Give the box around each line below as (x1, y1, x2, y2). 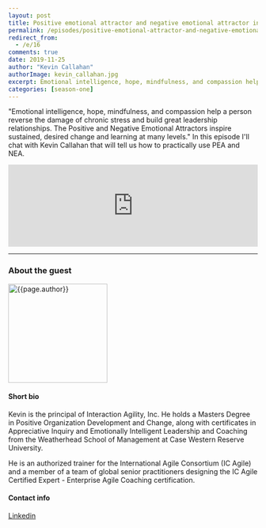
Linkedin (8, 511, 36, 521)
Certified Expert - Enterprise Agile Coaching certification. (8, 475, 196, 484)
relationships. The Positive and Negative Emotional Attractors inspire (8, 123, 232, 133)
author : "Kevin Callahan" (8, 63, 93, 71)
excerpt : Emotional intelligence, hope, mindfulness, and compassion (8, 78, 243, 85)
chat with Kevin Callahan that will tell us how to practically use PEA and (8, 140, 240, 150)
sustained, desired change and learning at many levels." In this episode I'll (8, 132, 249, 142)
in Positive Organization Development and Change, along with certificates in (8, 417, 256, 427)
